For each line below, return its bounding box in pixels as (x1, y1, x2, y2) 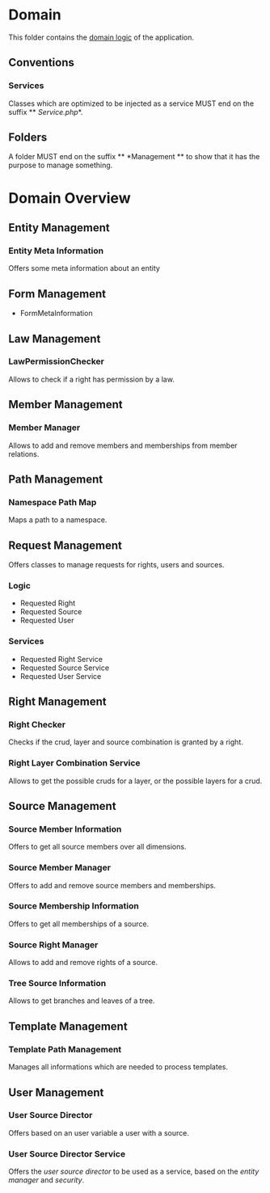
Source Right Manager (8, 939, 99, 951)
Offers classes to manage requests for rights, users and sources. (8, 560, 225, 569)
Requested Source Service (19, 663, 110, 672)
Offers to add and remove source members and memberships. (8, 880, 217, 890)
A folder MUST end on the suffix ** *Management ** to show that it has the (8, 152, 260, 162)
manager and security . (8, 1175, 85, 1185)
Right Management (8, 694, 107, 708)
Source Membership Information (8, 900, 139, 912)
